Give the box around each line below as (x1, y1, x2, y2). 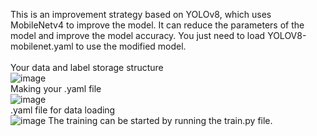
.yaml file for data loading (10, 104, 116, 116)
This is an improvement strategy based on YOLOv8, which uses (10, 9, 272, 20)
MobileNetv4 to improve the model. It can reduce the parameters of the (10, 19, 305, 31)
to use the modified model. (75, 40, 187, 52)
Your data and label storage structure (10, 62, 164, 73)
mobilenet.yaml (10, 40, 74, 52)
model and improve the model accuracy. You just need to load (10, 30, 266, 41)
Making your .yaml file (10, 83, 102, 94)
